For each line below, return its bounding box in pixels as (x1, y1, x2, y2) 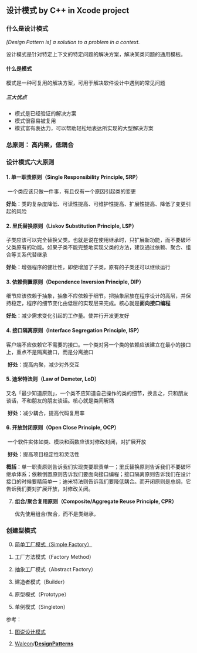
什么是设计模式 (6, 25, 49, 33)
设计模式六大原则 (6, 158, 55, 166)
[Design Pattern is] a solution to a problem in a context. (6, 38, 140, 45)
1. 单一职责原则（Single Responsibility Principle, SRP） (6, 174, 141, 181)
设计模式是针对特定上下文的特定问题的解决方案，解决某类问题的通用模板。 (6, 51, 186, 58)
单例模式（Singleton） (14, 604, 69, 611)
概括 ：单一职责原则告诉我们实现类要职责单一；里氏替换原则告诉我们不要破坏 (6, 463, 191, 470)
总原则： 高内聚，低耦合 (6, 141, 74, 149)
